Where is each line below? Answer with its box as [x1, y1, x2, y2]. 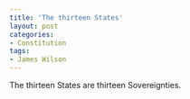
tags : [9, 47, 30, 56]
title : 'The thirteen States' [9, 13, 124, 22]
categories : [9, 30, 54, 39]
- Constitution [9, 38, 67, 48]
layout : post [9, 22, 59, 31]
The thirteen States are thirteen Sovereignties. [9, 80, 182, 90]
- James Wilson [9, 55, 67, 64]
